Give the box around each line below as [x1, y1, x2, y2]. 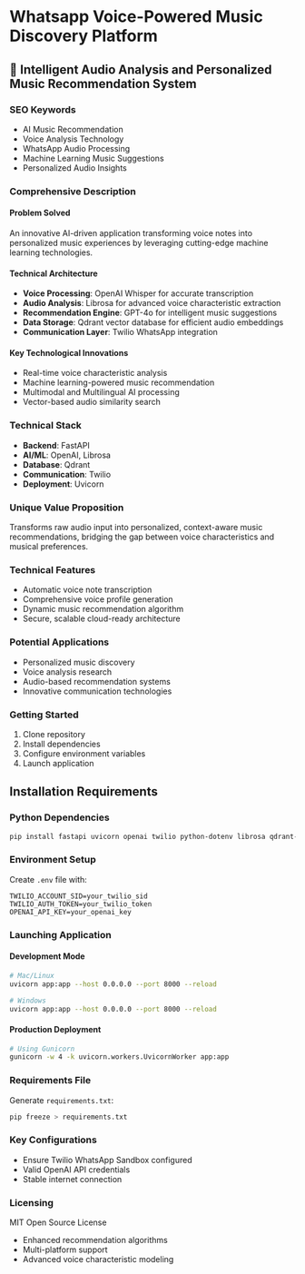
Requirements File [9, 1074, 92, 1087]
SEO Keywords [9, 103, 76, 115]
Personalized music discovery [22, 657, 135, 667]
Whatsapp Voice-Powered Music [9, 6, 263, 27]
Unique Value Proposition [9, 501, 124, 514]
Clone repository [22, 728, 86, 739]
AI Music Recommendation [22, 123, 124, 134]
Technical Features [9, 563, 96, 576]
